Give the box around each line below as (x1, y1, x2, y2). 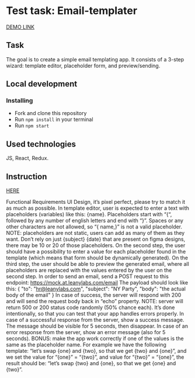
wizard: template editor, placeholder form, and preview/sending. (6, 62, 161, 69)
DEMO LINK (6, 23, 35, 30)
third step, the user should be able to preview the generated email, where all (6, 261, 190, 268)
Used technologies (6, 139, 76, 149)
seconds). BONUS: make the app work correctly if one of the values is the (6, 335, 184, 342)
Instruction (6, 171, 47, 182)
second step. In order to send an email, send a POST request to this (6, 273, 169, 280)
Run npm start (14, 122, 50, 129)
